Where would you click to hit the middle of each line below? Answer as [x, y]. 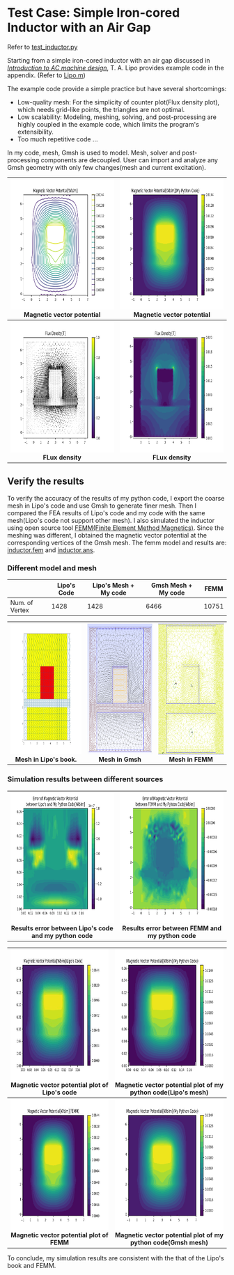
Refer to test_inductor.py [42, 47]
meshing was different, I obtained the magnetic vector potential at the [107, 535]
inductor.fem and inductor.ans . [51, 550]
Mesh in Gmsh [120, 759]
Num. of [22, 602]
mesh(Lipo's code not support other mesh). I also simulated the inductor [111, 520]
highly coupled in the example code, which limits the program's [108, 124]
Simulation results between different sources [85, 779]
